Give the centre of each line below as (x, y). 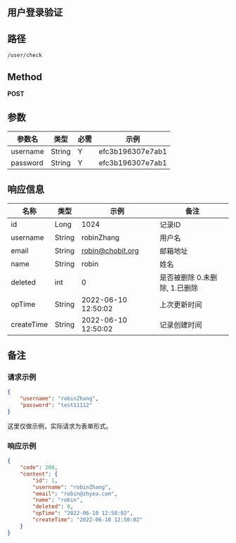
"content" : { (39, 474)
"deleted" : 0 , (53, 507)
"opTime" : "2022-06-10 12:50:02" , (83, 513)
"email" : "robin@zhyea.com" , (75, 494)
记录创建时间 (181, 325)
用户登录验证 (35, 13)
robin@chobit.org (110, 250)
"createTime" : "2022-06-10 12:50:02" (87, 520)
